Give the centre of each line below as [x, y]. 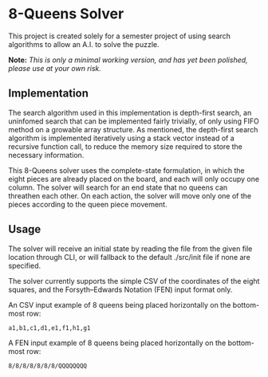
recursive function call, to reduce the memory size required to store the [126, 146]
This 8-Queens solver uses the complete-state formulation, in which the [126, 170]
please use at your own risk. [55, 68]
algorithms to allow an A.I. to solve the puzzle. [84, 44]
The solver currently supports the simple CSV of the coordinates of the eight [134, 281]
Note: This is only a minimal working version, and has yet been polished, [128, 60]
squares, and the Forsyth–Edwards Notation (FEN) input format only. [120, 289]
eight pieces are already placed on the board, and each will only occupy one [134, 179]
